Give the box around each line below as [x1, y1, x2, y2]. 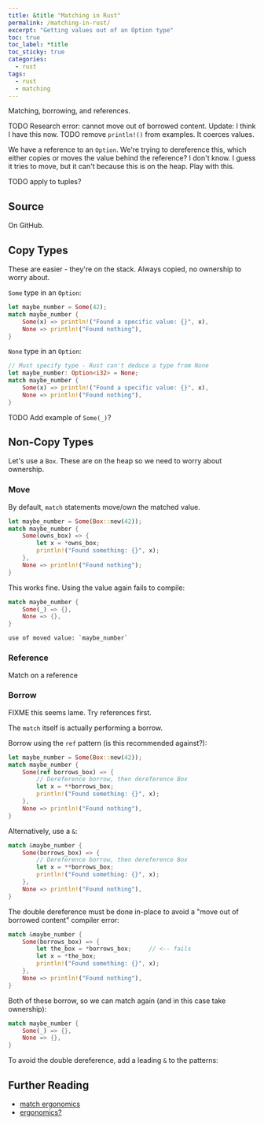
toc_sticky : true [8, 48, 65, 56]
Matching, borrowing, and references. [8, 106, 131, 116]
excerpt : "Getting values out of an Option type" [8, 26, 174, 34]
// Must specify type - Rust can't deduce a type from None [8, 362, 210, 370]
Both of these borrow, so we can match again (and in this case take [8, 996, 226, 1005]
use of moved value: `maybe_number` [8, 634, 128, 642]
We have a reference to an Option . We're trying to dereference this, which [8, 145, 247, 154]
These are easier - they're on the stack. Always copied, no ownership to [8, 264, 242, 274]
